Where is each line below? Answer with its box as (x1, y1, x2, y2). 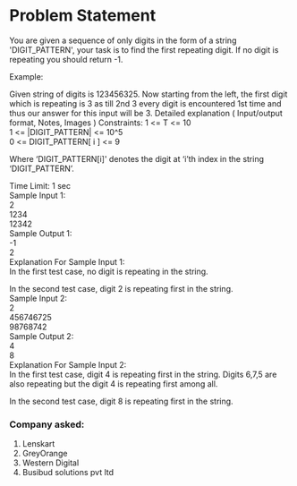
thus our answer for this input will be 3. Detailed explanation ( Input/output (9, 107, 284, 118)
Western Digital (21, 457, 80, 468)
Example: (9, 71, 44, 81)
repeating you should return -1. (9, 54, 123, 64)
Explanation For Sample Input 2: (9, 359, 127, 370)
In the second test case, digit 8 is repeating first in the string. (9, 396, 234, 406)
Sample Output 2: (9, 330, 74, 341)
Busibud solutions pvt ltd (21, 467, 115, 478)
